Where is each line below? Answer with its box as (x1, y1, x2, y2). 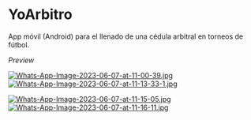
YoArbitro (8, 6, 73, 24)
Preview (8, 55, 35, 65)
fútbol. (8, 39, 30, 49)
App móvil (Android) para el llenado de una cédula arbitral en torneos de (8, 32, 244, 41)
